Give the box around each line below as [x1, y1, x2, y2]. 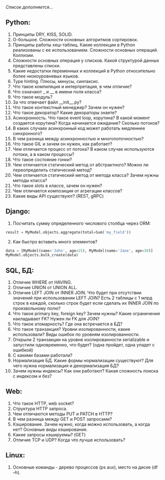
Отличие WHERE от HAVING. [12, 279, 72, 285]
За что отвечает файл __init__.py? [12, 99, 82, 105]
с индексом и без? [12, 373, 52, 379]
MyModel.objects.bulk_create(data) [5, 253, 79, 258]
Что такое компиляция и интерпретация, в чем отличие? [12, 83, 132, 89]
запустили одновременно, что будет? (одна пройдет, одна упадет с [12, 342, 155, 348]
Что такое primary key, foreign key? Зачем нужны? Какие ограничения [12, 311, 160, 317]
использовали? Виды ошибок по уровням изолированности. [12, 331, 140, 338]
